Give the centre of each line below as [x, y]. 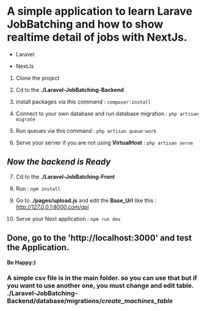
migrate [25, 119]
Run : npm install [38, 189]
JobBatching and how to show [85, 24]
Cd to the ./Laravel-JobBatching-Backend [70, 89]
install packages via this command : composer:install [83, 102]
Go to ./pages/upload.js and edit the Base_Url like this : [86, 200]
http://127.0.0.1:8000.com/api [52, 207]
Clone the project [38, 78]
